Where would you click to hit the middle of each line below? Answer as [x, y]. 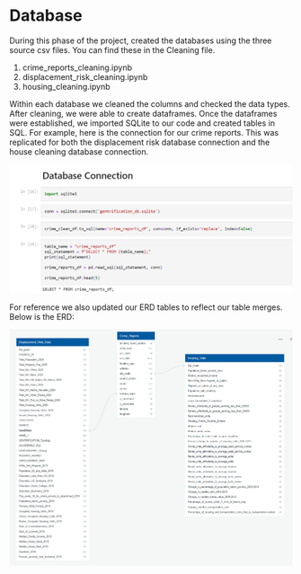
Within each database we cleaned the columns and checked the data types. [150, 103]
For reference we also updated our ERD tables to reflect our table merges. [146, 307]
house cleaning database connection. [79, 151]
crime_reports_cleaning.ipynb [77, 67]
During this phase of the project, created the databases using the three [141, 40]
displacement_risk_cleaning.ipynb [85, 76]
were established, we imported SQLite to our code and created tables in [142, 123]
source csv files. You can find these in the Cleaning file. [112, 49]
